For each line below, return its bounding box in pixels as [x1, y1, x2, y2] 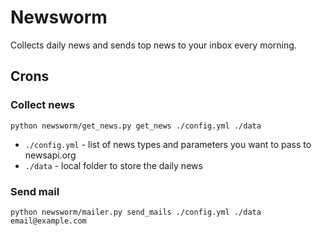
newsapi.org [24, 149, 77, 161]
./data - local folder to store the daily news [24, 159, 203, 171]
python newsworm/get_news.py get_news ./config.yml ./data [10, 121, 262, 131]
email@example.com [10, 216, 87, 226]
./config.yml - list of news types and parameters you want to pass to [24, 138, 312, 150]
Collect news [10, 98, 76, 112]
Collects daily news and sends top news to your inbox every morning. [10, 39, 297, 51]
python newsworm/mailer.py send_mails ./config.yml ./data [10, 207, 262, 217]
